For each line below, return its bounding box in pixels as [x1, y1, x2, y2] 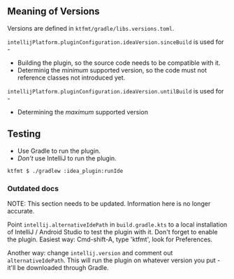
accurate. [7, 206, 35, 215]
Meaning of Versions [7, 6, 100, 17]
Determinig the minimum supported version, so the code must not [17, 66, 207, 74]
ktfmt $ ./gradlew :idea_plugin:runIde [7, 167, 124, 174]
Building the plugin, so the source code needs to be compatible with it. [17, 59, 221, 67]
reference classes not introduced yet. [17, 73, 126, 82]
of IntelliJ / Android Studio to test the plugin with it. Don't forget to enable [7, 227, 218, 236]
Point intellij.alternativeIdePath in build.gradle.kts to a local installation [7, 220, 228, 229]
